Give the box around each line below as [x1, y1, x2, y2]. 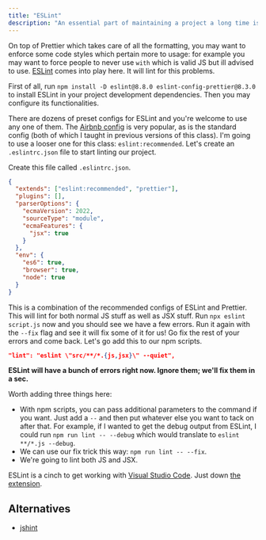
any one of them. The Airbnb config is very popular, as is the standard [8, 122, 237, 131]
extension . [8, 479, 43, 489]
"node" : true [22, 273, 66, 281]
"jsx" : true [28, 229, 69, 238]
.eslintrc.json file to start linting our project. [8, 147, 157, 157]
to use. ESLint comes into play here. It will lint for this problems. [8, 66, 215, 75]
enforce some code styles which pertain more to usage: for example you [8, 49, 245, 59]
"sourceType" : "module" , [22, 215, 104, 222]
